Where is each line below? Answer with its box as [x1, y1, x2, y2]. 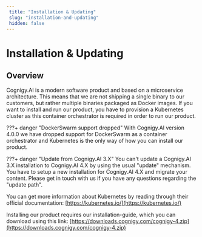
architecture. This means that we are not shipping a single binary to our [6, 93, 185, 100]
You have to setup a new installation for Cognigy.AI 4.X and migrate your [6, 168, 188, 176]
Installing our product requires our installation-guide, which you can [6, 211, 176, 219]
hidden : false [8, 20, 45, 26]
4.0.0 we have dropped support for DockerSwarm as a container [6, 131, 168, 138]
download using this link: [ [6, 218, 72, 225]
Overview [6, 70, 44, 81]
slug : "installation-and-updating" [8, 15, 99, 21]
